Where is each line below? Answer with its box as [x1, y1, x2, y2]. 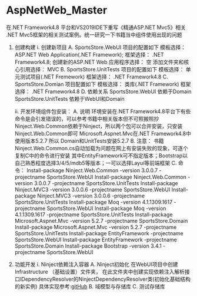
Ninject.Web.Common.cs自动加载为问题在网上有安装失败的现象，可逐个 [14, 144, 188, 152]
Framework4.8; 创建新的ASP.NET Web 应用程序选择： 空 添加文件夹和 [14, 58, 184, 65]
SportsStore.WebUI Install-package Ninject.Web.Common [46, 173, 187, 180]
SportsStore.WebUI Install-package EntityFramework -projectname [14, 236, 178, 243]
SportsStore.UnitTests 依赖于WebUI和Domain [14, 95, 125, 102]
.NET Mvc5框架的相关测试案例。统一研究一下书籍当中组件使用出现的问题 [6, 31, 182, 38]
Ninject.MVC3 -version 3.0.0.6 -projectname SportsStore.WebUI [14, 186, 171, 193]
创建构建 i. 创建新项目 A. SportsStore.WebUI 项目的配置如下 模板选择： [14, 44, 186, 51]
